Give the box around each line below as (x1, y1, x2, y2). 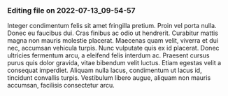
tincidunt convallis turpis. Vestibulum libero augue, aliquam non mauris (7, 74, 211, 82)
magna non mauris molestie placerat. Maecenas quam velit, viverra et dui (7, 36, 219, 45)
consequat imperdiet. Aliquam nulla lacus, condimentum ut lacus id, (7, 66, 202, 75)
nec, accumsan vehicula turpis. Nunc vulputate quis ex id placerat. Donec (7, 44, 220, 53)
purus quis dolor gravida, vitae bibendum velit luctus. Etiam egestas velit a (7, 59, 222, 67)
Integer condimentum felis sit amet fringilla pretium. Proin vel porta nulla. (7, 22, 217, 30)
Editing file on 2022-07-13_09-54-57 (7, 6, 136, 15)
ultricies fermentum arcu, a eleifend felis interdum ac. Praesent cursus (7, 51, 210, 60)
